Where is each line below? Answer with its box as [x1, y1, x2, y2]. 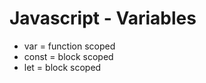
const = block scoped [23, 50, 114, 62]
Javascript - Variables [9, 7, 197, 30]
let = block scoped [23, 61, 102, 73]
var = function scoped [23, 40, 116, 52]
